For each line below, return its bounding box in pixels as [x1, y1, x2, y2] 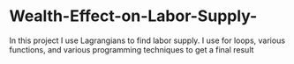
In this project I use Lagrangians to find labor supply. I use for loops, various [9, 35, 285, 46]
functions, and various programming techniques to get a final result [9, 44, 254, 54]
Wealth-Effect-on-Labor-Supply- [9, 6, 258, 26]
